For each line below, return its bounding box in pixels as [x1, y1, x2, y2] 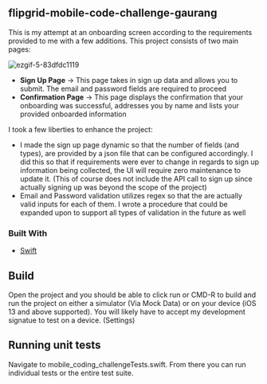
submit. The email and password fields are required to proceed [19, 84, 227, 93]
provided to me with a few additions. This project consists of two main [8, 36, 239, 45]
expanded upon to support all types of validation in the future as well [19, 207, 246, 217]
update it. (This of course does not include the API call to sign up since [19, 174, 253, 183]
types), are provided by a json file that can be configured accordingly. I [19, 148, 253, 158]
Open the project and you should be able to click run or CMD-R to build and [8, 290, 257, 300]
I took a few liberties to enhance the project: [8, 124, 153, 134]
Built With [8, 227, 48, 238]
